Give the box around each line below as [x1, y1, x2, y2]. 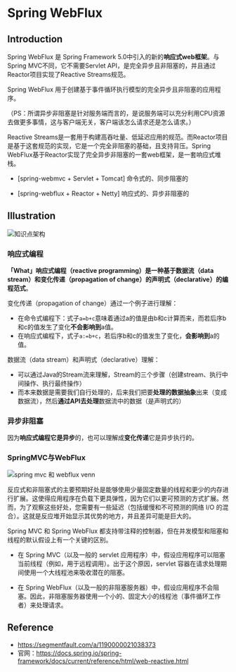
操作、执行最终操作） [23, 379, 86, 388]
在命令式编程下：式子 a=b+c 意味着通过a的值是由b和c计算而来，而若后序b [17, 314, 227, 322]
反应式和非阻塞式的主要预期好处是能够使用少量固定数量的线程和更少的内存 [7, 485, 223, 494]
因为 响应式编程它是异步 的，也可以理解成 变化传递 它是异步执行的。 [7, 434, 198, 442]
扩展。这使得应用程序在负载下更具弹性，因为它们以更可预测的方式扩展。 [13, 494, 223, 502]
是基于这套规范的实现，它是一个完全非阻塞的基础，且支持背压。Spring [7, 142, 211, 149]
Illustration [7, 210, 56, 222]
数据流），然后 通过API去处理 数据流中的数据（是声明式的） [17, 397, 185, 405]
